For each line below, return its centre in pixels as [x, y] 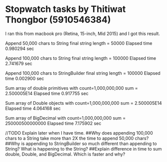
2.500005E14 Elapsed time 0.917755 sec [47, 93]
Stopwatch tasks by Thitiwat [66, 9]
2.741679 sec [19, 63]
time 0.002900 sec [25, 78]
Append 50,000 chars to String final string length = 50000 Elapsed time [79, 43]
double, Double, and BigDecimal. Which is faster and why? [65, 154]
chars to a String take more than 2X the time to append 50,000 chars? [77, 138]
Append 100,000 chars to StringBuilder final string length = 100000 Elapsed [83, 73]
